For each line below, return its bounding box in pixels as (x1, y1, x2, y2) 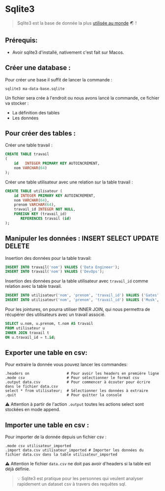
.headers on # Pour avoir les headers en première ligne (5, 371, 160, 376)
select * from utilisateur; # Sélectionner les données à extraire (5, 388, 148, 393)
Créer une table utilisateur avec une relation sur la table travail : (5, 179, 133, 185)
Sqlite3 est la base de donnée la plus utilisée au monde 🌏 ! (17, 20, 137, 26)
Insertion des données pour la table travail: (5, 255, 92, 261)
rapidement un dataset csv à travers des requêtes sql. (17, 481, 127, 487)
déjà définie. (5, 466, 30, 472)
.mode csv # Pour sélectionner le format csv (5, 376, 139, 381)
